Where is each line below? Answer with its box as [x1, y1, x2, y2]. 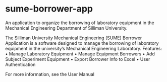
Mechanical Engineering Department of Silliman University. [5, 25, 128, 31]
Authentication [5, 61, 36, 67]
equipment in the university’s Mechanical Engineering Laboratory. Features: [5, 45, 162, 51]
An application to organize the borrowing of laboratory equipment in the [5, 20, 155, 26]
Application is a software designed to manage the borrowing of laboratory [5, 40, 159, 46]
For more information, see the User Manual [5, 71, 95, 77]
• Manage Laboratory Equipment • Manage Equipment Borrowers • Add [5, 51, 155, 57]
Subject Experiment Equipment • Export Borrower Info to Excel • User [5, 56, 150, 62]
